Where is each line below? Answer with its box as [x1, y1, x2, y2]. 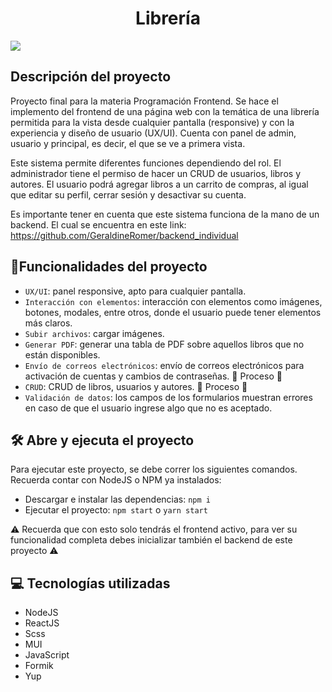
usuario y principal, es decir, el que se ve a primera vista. [10, 137, 246, 149]
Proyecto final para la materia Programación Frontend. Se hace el [10, 95, 279, 107]
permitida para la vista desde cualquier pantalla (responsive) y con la [10, 116, 295, 128]
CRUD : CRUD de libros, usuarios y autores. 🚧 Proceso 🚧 [24, 380, 248, 392]
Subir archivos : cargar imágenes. [24, 327, 165, 339]
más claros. [24, 317, 73, 329]
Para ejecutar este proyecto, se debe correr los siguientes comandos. [10, 463, 298, 476]
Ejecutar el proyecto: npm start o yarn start [24, 504, 208, 516]
